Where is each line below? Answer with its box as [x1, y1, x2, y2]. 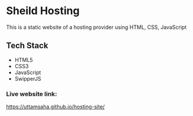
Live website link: [6, 90, 57, 98]
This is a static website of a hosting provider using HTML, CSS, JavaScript [6, 24, 187, 31]
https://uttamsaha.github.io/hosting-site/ [6, 103, 105, 110]
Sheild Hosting [6, 4, 80, 18]
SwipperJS [14, 75, 41, 82]
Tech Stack [6, 41, 48, 51]
